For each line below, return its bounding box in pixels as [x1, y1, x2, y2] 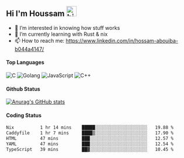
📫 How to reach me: [14, 37, 65, 44]
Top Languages [6, 59, 45, 66]
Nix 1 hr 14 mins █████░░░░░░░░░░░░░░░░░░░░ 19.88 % [6, 125, 174, 130]
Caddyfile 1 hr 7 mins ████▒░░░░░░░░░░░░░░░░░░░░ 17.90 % [6, 130, 174, 136]
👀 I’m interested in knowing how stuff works [14, 24, 120, 31]
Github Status [6, 85, 41, 92]
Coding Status [6, 112, 42, 119]
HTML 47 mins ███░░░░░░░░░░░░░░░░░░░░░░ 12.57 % [6, 136, 174, 142]
